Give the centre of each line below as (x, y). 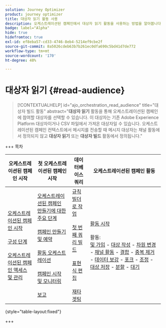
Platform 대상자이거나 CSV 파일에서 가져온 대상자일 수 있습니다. (79, 123)
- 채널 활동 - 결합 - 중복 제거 (122, 252)
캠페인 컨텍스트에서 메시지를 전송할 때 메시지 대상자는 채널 (90, 130)
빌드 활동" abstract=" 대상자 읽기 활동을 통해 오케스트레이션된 (86, 111)
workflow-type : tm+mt (27, 51)
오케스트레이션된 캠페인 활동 (124, 171)
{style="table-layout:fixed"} (33, 312)
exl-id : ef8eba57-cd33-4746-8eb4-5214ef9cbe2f (54, 42)
